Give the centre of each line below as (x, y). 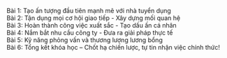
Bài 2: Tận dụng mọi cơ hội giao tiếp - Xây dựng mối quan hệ (94, 18)
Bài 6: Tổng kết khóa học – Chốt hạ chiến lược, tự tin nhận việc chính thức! (113, 47)
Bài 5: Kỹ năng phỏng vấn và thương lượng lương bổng (85, 40)
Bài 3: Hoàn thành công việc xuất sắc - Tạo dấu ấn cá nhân (92, 25)
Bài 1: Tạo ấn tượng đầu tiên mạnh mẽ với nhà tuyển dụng (89, 11)
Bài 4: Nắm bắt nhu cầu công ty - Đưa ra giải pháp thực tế (90, 32)
